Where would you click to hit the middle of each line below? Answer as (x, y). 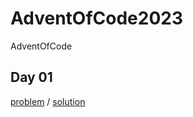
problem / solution (48, 101)
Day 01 (31, 77)
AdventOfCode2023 (97, 18)
